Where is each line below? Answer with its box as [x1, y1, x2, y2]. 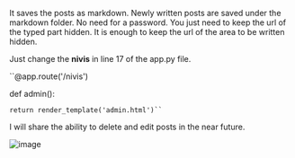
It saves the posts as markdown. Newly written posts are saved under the [9, 8, 282, 18]
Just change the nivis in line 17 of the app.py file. [9, 54, 192, 64]
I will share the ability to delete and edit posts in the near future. [9, 121, 246, 132]
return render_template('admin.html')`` [9, 106, 164, 115]
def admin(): [9, 89, 56, 99]
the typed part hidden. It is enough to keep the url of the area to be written [9, 27, 285, 37]
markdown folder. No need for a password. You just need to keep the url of [9, 17, 287, 28]
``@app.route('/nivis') [9, 71, 88, 82]
